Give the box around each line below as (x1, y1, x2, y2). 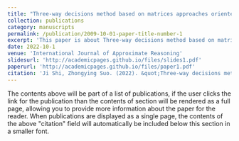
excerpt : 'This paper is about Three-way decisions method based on (7, 37, 215, 44)
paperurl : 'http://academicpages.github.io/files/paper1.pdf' (7, 63, 196, 70)
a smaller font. (7, 127, 50, 135)
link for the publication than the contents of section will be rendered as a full (7, 96, 230, 105)
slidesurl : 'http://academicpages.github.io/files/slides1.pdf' (7, 57, 202, 64)
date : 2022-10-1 (7, 43, 55, 50)
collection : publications (7, 17, 84, 24)
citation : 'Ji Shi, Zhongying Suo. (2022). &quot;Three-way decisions (7, 69, 221, 77)
